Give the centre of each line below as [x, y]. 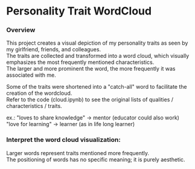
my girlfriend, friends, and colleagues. [54, 49]
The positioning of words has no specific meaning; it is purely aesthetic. [96, 159]
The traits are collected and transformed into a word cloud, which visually [98, 56]
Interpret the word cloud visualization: [63, 140]
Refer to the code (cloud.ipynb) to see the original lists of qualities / [90, 100]
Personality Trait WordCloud [79, 11]
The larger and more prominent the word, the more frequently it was [91, 69]
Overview [21, 30]
